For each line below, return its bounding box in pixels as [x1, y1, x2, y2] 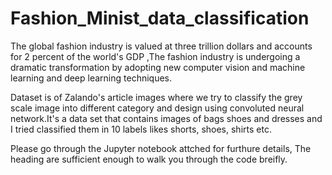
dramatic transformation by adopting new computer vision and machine [10, 61, 306, 73]
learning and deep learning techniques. [10, 72, 173, 84]
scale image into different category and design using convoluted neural [10, 102, 305, 114]
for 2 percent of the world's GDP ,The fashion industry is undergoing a [10, 50, 301, 62]
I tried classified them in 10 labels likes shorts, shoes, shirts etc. [10, 123, 272, 135]
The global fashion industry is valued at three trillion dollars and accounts [10, 40, 313, 52]
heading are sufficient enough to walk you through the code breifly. [10, 153, 288, 165]
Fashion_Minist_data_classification [10, 7, 310, 30]
